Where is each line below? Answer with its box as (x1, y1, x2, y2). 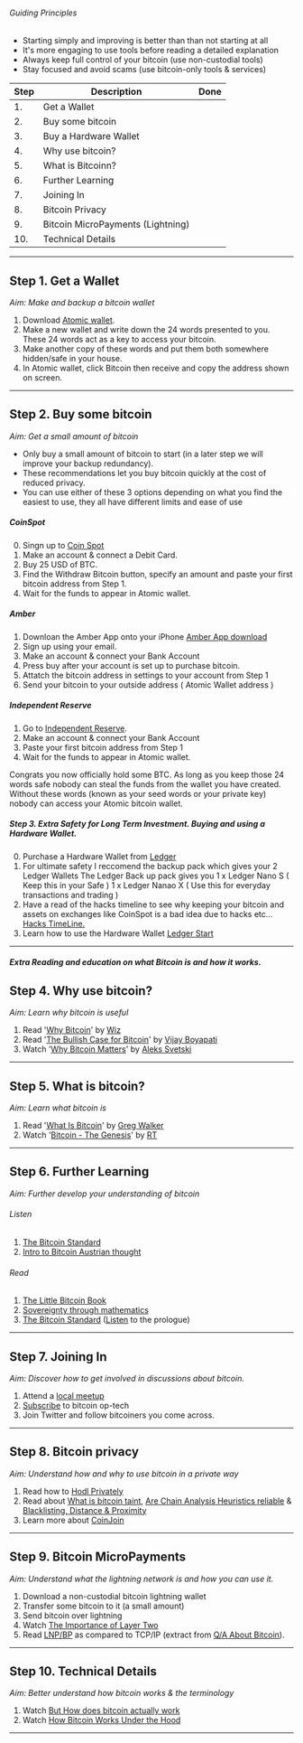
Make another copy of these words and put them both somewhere (22, 343, 269, 354)
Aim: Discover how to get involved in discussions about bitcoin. (9, 1373, 245, 1383)
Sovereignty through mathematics (22, 1305, 149, 1316)
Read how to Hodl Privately (22, 1485, 124, 1496)
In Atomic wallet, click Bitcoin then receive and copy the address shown (22, 362, 290, 374)
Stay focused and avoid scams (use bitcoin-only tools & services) (22, 64, 267, 75)
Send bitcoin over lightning (22, 1609, 123, 1621)
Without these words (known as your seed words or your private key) (9, 788, 267, 799)
